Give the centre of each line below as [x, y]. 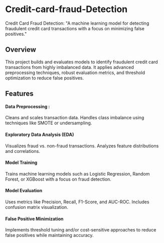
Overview [21, 50]
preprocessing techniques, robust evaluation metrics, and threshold [75, 72]
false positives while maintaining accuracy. [49, 235]
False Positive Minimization [34, 219]
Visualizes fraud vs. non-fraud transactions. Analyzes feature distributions [82, 146]
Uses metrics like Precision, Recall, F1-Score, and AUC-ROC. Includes [77, 202]
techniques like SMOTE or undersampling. [49, 123]
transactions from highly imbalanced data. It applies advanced [70, 67]
